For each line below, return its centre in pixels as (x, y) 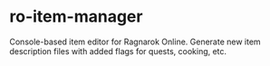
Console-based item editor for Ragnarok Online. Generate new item (135, 42)
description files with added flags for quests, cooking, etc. (118, 51)
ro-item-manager (76, 17)
